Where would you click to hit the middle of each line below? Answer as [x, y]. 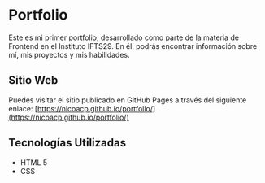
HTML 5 [34, 162]
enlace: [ [23, 108]
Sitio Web [33, 80]
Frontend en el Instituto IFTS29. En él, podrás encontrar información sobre [133, 46]
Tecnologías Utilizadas [67, 143]
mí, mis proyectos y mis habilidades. [69, 54]
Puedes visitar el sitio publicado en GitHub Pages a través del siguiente [128, 100]
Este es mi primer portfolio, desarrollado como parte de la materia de [124, 37]
